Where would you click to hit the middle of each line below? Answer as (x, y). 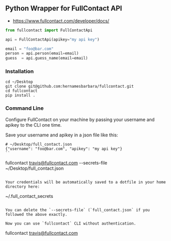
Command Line (25, 108)
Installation (20, 71)
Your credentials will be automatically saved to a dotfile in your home (86, 182)
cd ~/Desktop (19, 82)
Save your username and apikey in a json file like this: (62, 135)
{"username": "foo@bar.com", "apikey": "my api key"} (64, 149)
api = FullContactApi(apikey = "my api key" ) (52, 39)
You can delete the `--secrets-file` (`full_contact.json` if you (78, 210)
